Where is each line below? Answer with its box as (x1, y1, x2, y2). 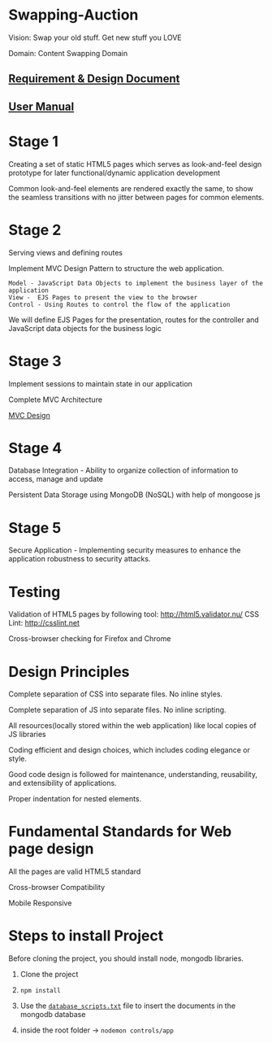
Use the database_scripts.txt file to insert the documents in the (19, 1001, 236, 1010)
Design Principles (8, 662, 130, 681)
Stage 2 (8, 220, 62, 239)
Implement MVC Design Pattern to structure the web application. (8, 263, 225, 273)
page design (8, 840, 94, 858)
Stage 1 (8, 132, 59, 151)
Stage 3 (8, 351, 63, 370)
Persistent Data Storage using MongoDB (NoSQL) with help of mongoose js (8, 490, 261, 500)
